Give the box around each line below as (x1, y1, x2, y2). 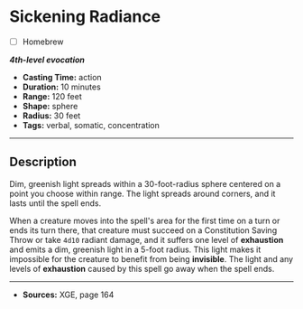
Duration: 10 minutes (22, 81, 101, 92)
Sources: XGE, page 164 (22, 289, 115, 300)
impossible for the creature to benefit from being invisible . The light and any (9, 253, 294, 264)
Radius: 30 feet (22, 110, 81, 121)
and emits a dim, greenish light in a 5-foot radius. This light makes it (9, 244, 262, 255)
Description (9, 154, 77, 170)
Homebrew (22, 36, 64, 47)
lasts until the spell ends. (9, 197, 102, 209)
